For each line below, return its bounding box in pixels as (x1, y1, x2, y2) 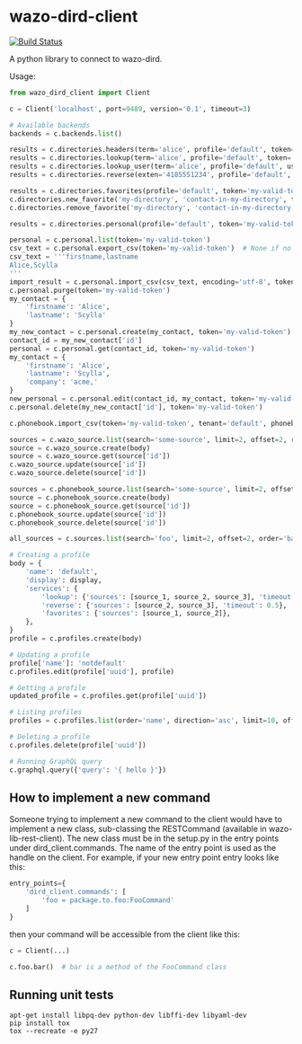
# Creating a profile (9, 551, 91, 560)
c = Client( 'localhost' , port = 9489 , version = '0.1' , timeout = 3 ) (9, 104, 252, 113)
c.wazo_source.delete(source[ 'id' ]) (9, 469, 147, 478)
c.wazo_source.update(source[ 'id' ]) (9, 460, 147, 469)
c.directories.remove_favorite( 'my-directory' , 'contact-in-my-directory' (9, 203, 296, 212)
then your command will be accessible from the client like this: (9, 928, 241, 940)
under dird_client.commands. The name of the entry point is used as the (9, 843, 277, 854)
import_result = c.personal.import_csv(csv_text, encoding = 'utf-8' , (9, 277, 271, 287)
